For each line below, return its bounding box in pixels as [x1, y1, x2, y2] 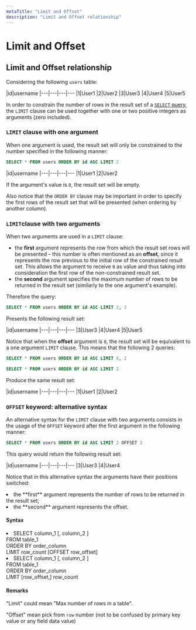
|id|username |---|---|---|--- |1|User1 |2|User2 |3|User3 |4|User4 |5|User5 [6, 89, 185, 97]
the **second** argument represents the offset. [13, 503, 129, 510]
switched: [6, 479, 30, 486]
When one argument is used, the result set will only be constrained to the [6, 142, 183, 149]
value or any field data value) [6, 618, 76, 625]
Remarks [6, 587, 29, 594]
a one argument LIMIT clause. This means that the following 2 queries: [6, 344, 176, 351]
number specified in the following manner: [6, 147, 108, 154]
